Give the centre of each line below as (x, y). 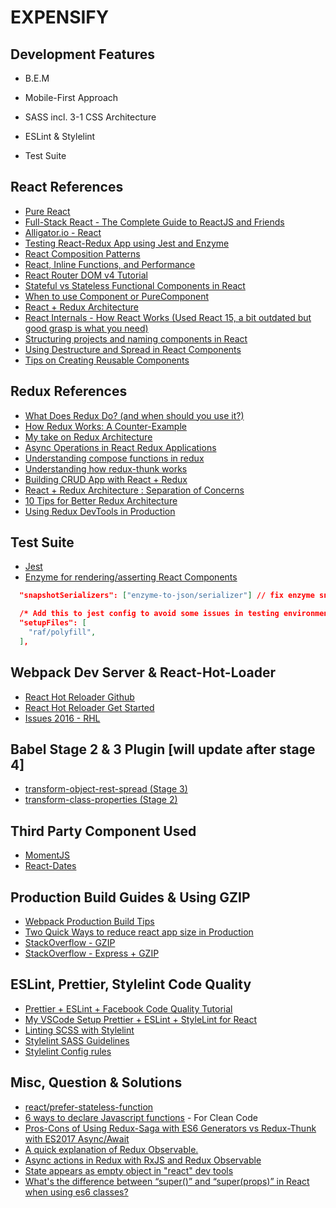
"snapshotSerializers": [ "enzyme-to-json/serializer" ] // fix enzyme (167, 596)
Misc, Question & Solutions (96, 1082)
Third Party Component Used (103, 831)
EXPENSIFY (60, 17)
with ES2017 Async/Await (77, 1138)
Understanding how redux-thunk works (106, 468)
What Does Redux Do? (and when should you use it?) (134, 415)
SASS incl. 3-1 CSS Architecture (90, 117)
